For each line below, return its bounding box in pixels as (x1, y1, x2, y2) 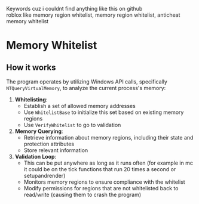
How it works (6, 62, 56, 72)
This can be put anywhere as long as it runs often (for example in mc (23, 159, 193, 166)
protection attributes (23, 140, 75, 147)
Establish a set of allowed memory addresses (23, 103, 136, 109)
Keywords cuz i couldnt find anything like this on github (6, 5, 143, 12)
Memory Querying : (14, 128, 63, 135)
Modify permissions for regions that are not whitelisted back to (23, 185, 179, 191)
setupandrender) (23, 172, 66, 179)
